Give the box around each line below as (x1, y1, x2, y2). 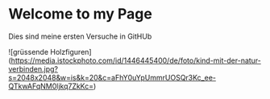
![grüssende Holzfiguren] (8, 47, 92, 56)
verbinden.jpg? (8, 64, 59, 73)
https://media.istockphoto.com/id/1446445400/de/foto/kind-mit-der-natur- (10, 56, 262, 65)
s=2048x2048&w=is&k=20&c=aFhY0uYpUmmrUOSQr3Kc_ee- (8, 72, 216, 82)
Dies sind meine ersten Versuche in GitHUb (8, 31, 152, 41)
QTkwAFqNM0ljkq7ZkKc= (8, 81, 94, 91)
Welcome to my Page (8, 5, 153, 23)
